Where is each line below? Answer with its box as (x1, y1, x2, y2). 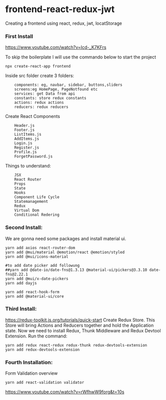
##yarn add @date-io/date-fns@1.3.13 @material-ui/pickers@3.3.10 (5, 267, 147, 272)
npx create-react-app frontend (5, 64, 71, 69)
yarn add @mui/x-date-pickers (5, 276, 69, 281)
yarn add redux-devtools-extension (5, 347, 80, 352)
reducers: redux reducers (14, 104, 69, 109)
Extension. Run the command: (5, 333, 67, 339)
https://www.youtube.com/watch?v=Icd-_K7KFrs (5, 44, 107, 50)
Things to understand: (5, 163, 51, 169)
